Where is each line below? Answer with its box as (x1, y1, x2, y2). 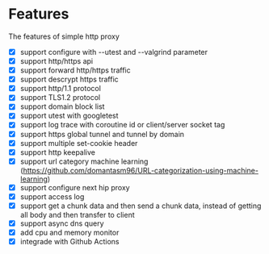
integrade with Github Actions (19, 237, 120, 247)
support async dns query (19, 219, 104, 228)
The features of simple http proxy (8, 31, 120, 41)
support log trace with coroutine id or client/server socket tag (19, 120, 225, 130)
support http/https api (19, 56, 94, 65)
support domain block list (19, 102, 105, 111)
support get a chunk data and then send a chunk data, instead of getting (19, 201, 262, 210)
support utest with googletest (19, 110, 119, 121)
